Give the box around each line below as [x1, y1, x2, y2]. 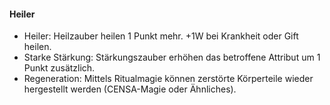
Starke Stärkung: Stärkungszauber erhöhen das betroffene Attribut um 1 [23, 51, 321, 64]
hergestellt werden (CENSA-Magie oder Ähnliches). [23, 83, 237, 95]
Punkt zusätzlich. [23, 62, 96, 74]
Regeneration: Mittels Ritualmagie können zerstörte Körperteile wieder [23, 73, 314, 85]
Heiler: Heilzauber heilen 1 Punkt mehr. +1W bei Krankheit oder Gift [23, 30, 299, 42]
